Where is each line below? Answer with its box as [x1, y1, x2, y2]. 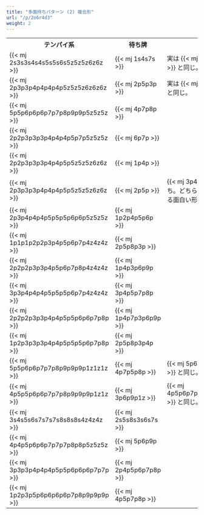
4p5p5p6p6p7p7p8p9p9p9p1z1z [9, 390, 109, 398]
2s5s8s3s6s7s [115, 416, 158, 424]
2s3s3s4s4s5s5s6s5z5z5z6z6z [9, 58, 103, 67]
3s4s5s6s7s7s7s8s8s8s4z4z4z [9, 416, 103, 424]
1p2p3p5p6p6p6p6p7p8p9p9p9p [9, 491, 109, 499]
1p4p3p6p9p [115, 264, 154, 272]
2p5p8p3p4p [115, 339, 154, 347]
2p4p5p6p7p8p [115, 466, 161, 474]
